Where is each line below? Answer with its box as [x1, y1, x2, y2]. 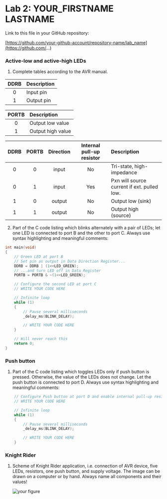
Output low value [29, 120, 70, 127]
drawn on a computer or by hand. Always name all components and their [12, 474, 162, 480]
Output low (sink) [111, 198, 152, 204]
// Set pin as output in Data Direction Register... [14, 259, 126, 264]
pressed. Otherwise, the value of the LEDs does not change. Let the [12, 374, 152, 380]
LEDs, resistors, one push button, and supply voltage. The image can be [12, 468, 161, 474]
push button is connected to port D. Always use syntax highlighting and [12, 379, 159, 386]
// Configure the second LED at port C [14, 282, 97, 287]
